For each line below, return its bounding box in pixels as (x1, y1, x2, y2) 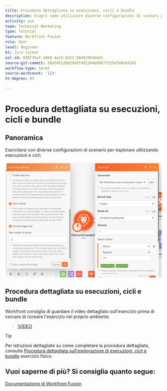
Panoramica (5, 134, 43, 142)
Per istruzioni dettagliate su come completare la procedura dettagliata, (5, 342, 150, 348)
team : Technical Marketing (5, 24, 61, 29)
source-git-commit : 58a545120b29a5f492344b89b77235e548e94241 (5, 60, 137, 66)
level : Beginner (5, 45, 39, 50)
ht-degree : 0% (5, 76, 35, 81)
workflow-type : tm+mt (5, 66, 50, 71)
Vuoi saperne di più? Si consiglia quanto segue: (5, 368, 156, 376)
